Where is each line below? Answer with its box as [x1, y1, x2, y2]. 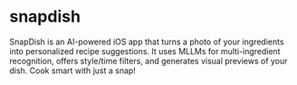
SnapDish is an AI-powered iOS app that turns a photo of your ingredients [9, 36, 284, 47]
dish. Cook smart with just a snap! [9, 65, 136, 76]
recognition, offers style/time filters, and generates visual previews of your [9, 55, 288, 66]
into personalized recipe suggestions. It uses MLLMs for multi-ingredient [9, 45, 281, 56]
